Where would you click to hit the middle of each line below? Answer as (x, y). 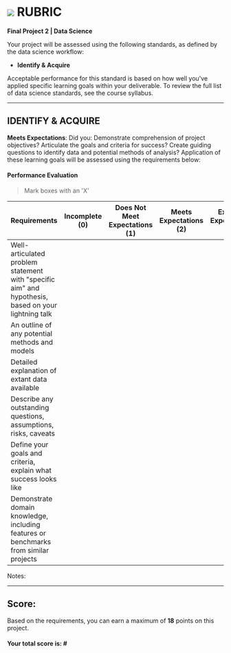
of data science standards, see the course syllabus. (80, 93)
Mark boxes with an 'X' (56, 191)
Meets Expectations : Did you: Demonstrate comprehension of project (106, 138)
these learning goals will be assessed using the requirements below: (104, 160)
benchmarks (31, 542)
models (23, 350)
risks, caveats (33, 433)
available (25, 387)
